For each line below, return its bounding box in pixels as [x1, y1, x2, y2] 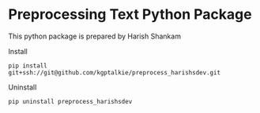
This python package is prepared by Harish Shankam [8, 31, 182, 41]
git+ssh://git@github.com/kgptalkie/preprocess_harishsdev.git [8, 68, 221, 76]
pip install [8, 61, 47, 70]
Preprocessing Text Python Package [8, 5, 252, 24]
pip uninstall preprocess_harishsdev [8, 97, 133, 105]
